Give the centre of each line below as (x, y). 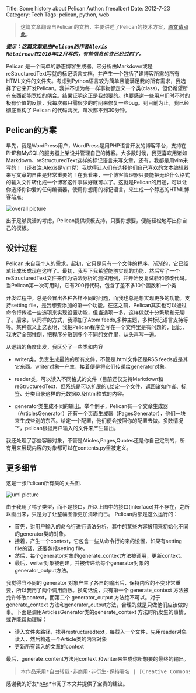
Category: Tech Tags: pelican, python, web (58, 15)
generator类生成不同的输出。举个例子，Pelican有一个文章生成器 (91, 406)
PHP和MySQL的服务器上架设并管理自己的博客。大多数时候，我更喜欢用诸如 (97, 153)
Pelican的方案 (32, 130)
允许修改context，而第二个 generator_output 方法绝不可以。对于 (83, 598)
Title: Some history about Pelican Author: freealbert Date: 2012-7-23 (88, 8)
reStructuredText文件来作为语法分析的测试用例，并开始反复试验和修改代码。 (98, 278)
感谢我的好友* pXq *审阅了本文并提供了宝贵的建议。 (67, 684)
